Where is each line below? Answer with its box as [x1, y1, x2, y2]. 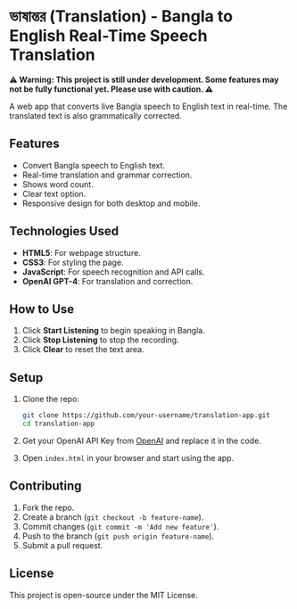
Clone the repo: [21, 394, 80, 405]
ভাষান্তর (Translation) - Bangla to [9, 6, 234, 27]
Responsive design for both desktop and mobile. [21, 198, 201, 209]
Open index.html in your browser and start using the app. [21, 452, 235, 463]
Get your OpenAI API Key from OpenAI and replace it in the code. [21, 435, 261, 446]
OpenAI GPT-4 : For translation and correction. [21, 276, 194, 286]
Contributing [9, 479, 82, 494]
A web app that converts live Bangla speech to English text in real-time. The [9, 101, 288, 111]
